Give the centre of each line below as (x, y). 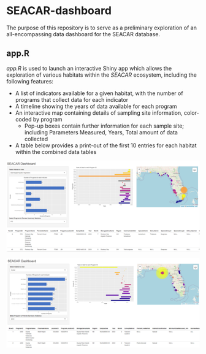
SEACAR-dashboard (59, 11)
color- (191, 113)
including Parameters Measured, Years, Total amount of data (101, 132)
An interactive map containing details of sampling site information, (99, 113)
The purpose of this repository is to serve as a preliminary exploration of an (102, 28)
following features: (30, 81)
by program (48, 119)
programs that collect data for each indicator (72, 99)
